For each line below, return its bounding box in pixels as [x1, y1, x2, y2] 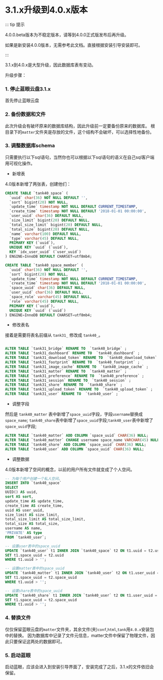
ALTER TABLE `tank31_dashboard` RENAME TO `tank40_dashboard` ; [5, 351, 140, 356]
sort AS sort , [5, 494, 34, 499]
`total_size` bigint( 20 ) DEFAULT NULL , [9, 227, 90, 232]
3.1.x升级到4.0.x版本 [5, 4, 88, 16]
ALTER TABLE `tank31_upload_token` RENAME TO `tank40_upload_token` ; [5, 387, 153, 392]
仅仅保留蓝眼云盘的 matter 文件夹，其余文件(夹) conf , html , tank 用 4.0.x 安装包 [5, 626, 154, 632]
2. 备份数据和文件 [5, 111, 46, 118]
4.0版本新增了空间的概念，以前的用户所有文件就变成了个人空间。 [5, 466, 135, 472]
